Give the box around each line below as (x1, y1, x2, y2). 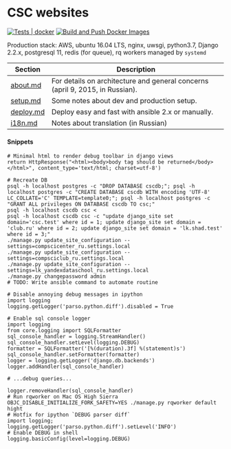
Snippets (7, 138, 34, 146)
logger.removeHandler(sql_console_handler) (7, 387, 134, 395)
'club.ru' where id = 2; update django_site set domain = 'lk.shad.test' (7, 225, 223, 232)
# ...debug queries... (7, 375, 72, 382)
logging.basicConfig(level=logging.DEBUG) (7, 435, 131, 443)
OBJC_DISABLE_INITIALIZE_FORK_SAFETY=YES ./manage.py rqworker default (7, 399, 217, 406)
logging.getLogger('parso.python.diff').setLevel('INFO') (7, 424, 177, 430)
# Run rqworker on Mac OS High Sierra (7, 393, 118, 400)
